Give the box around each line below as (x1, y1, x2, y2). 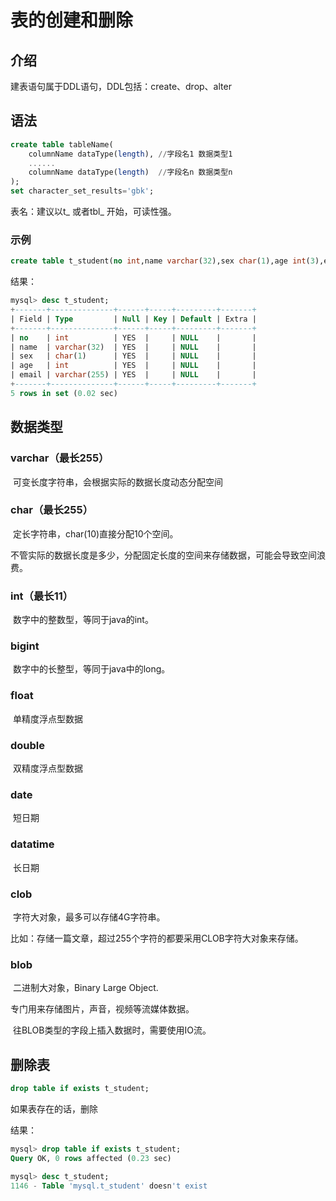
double (10, 738, 46, 752)
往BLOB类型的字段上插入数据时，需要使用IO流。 (12, 1024, 212, 1036)
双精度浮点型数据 (12, 762, 83, 775)
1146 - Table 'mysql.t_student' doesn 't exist (10, 1181, 208, 1191)
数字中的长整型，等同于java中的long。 (12, 663, 171, 675)
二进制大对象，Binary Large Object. (12, 982, 159, 994)
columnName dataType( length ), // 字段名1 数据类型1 (28, 149, 233, 159)
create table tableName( (10, 139, 114, 150)
